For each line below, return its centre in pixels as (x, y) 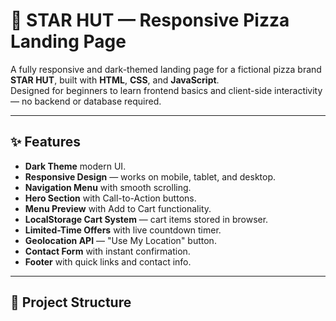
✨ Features (45, 142)
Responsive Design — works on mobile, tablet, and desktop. (150, 176)
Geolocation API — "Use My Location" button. (120, 240)
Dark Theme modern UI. (75, 166)
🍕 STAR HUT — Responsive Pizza (150, 20)
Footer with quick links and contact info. (108, 261)
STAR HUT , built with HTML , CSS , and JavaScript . (115, 80)
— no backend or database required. (86, 101)
